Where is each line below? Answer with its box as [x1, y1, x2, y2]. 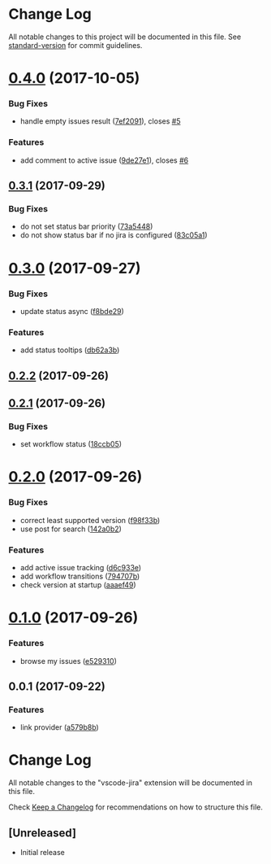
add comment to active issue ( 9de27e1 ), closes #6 [19, 155, 189, 165]
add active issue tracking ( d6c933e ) [19, 563, 142, 573]
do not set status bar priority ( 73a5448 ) [19, 221, 153, 232]
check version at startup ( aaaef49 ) [19, 580, 136, 590]
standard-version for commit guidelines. [8, 40, 143, 50]
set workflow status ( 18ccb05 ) [19, 439, 123, 449]
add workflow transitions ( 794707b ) [19, 571, 140, 582]
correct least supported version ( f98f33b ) [19, 515, 161, 525]
